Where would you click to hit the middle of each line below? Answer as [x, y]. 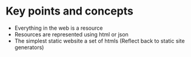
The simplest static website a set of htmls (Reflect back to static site [100, 41]
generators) [29, 47]
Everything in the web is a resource [59, 28]
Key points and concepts [70, 11]
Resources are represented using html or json [71, 34]
